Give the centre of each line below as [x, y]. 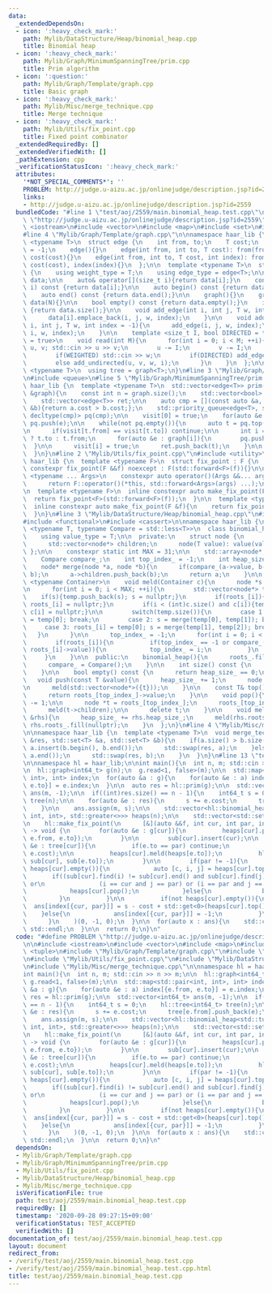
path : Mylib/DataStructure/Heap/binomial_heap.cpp [110, 39]
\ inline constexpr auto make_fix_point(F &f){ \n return [128, 506]
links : [34, 197]
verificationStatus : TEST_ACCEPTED [76, 1223]
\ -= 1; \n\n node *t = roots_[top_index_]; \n [110, 703]
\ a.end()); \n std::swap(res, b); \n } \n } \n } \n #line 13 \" [141, 756]
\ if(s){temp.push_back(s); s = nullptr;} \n [104, 597]
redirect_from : [34, 1254]
